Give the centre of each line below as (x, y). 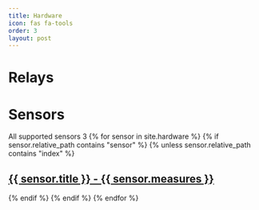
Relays (31, 78)
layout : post (30, 38)
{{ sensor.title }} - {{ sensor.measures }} (111, 178)
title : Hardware (35, 16)
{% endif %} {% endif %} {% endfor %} (74, 198)
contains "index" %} (42, 154)
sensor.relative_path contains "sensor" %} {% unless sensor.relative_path (130, 145)
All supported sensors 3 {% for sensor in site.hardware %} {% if (114, 136)
